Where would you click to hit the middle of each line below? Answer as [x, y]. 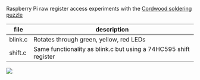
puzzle [14, 15]
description [112, 29]
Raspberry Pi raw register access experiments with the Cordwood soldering [99, 9]
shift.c [18, 53]
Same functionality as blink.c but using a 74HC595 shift [112, 49]
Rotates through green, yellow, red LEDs [90, 39]
